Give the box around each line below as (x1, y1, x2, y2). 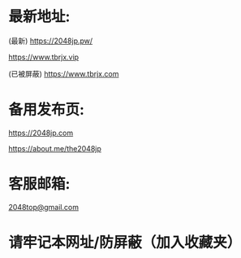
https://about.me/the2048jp (8, 143, 101, 153)
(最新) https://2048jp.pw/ (8, 36, 93, 46)
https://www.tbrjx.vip (8, 52, 80, 62)
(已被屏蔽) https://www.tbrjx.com (8, 68, 119, 78)
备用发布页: (8, 101, 85, 119)
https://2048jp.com (8, 128, 74, 138)
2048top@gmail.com (8, 202, 80, 212)
